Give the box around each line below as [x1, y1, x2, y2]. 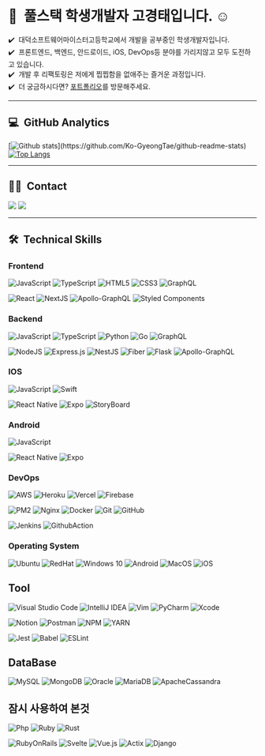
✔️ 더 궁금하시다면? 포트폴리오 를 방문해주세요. [8, 81, 151, 91]
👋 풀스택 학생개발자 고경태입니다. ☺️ [8, 7, 230, 25]
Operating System [8, 540, 80, 551]
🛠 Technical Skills [8, 232, 103, 246]
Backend [8, 314, 43, 325]
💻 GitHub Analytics [8, 116, 110, 130]
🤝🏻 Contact [8, 179, 68, 194]
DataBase [8, 656, 57, 669]
